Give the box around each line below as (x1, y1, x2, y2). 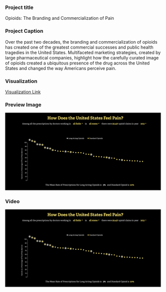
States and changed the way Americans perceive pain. (5, 65, 117, 71)
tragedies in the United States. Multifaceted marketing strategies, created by (5, 49, 161, 56)
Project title (5, 4, 34, 11)
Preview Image (5, 101, 41, 108)
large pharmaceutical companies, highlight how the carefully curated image (5, 55, 159, 60)
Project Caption (5, 28, 43, 35)
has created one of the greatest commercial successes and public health (5, 44, 154, 50)
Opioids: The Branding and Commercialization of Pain (5, 15, 115, 21)
